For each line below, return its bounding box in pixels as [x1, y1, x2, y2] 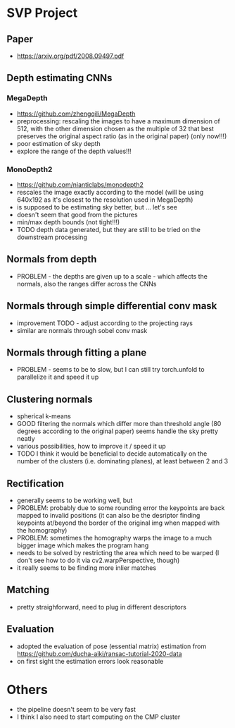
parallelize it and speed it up [16, 372, 99, 382]
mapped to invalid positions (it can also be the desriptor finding [16, 511, 201, 520]
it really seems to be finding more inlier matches [16, 564, 156, 572]
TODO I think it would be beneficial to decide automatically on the [16, 449, 208, 458]
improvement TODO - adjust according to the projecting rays [16, 319, 193, 327]
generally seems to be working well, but [16, 496, 133, 505]
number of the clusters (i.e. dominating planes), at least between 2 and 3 [16, 457, 229, 466]
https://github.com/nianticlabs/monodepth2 [16, 180, 144, 188]
